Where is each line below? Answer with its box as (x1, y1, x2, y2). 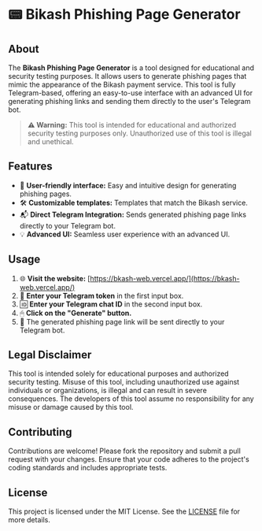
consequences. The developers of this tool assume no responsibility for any (8, 394, 254, 403)
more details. (8, 515, 51, 525)
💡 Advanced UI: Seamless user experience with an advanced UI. (19, 229, 231, 239)
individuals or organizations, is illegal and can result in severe (8, 386, 207, 395)
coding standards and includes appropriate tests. (8, 463, 168, 473)
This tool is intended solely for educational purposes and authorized (8, 369, 230, 378)
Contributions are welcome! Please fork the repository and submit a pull (8, 446, 242, 456)
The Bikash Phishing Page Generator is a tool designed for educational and (8, 63, 254, 72)
